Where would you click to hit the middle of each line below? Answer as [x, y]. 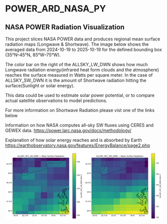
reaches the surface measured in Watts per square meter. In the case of [79, 75]
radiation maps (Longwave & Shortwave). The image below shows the [77, 44]
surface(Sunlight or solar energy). [40, 86]
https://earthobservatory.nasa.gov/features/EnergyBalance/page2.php [78, 145]
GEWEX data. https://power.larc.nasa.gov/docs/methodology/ [68, 130]
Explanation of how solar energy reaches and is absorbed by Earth [74, 140]
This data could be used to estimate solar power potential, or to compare [80, 95]
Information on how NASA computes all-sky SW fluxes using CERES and [79, 125]
